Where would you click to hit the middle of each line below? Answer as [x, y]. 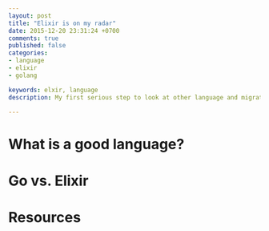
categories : [28, 53]
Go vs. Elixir [48, 180]
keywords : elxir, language [53, 90]
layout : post [30, 16]
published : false [37, 46]
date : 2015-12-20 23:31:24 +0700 [64, 30]
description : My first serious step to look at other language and [123, 97]
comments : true [34, 38]
